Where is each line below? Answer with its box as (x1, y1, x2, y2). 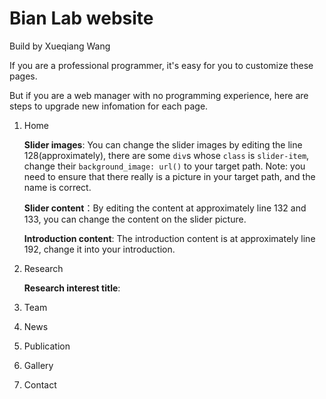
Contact (23, 378, 57, 391)
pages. (9, 70, 38, 82)
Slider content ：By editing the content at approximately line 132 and (23, 202, 307, 214)
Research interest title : (23, 282, 121, 294)
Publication (23, 340, 71, 352)
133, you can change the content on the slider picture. (23, 213, 247, 225)
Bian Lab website (9, 7, 154, 30)
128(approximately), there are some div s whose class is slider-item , (23, 149, 310, 161)
